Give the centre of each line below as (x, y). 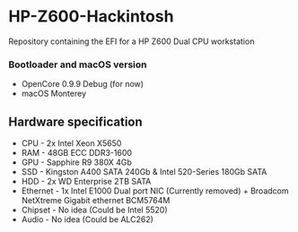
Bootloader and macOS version (78, 64)
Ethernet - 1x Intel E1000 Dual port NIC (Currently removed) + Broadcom (155, 191)
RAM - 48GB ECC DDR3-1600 (76, 153)
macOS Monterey (54, 94)
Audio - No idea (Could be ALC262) (88, 219)
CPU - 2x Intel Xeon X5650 (71, 143)
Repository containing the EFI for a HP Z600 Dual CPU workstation (131, 41)
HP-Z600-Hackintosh (91, 17)
